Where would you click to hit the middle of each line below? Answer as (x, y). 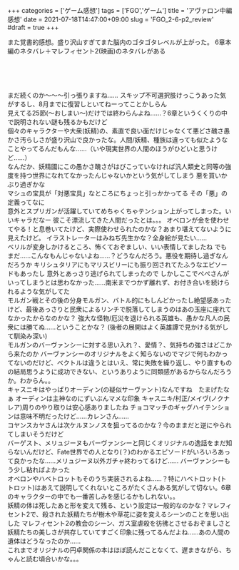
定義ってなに (26, 202)
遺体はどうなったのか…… (44, 541)
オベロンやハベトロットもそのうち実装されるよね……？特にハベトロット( (114, 479)
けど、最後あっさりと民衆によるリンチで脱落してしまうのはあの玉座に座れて (119, 309)
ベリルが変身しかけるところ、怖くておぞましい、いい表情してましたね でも (117, 247)
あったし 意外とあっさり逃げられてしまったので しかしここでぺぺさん (121, 274)
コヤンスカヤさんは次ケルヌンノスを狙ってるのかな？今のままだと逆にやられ (119, 425)
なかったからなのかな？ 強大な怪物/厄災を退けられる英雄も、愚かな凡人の (116, 318)
